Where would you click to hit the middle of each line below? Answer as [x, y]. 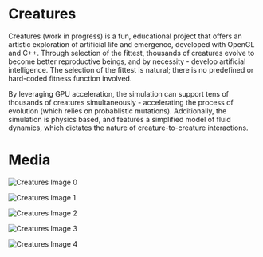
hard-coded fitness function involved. [70, 78]
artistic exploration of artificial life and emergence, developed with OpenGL [131, 44]
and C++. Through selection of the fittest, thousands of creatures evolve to [131, 53]
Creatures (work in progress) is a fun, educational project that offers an [125, 36]
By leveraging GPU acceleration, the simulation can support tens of [119, 93]
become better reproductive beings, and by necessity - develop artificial [127, 61]
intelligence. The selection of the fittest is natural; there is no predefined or [131, 69]
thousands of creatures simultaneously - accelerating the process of [121, 102]
